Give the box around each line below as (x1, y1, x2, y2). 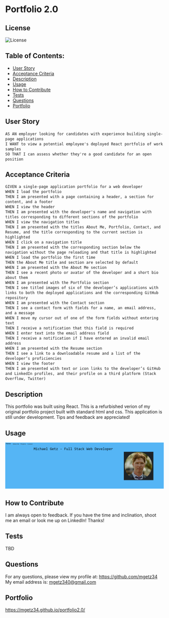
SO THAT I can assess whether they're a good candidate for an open (5, 152, 152, 157)
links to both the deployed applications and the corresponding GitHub (5, 291, 158, 296)
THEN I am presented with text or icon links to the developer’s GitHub (5, 366, 161, 371)
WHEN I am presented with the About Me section (5, 265, 107, 270)
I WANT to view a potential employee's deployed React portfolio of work (5, 141, 163, 147)
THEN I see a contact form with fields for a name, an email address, (5, 306, 156, 311)
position (5, 157, 24, 162)
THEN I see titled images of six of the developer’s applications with (5, 286, 158, 291)
